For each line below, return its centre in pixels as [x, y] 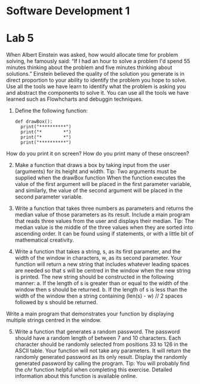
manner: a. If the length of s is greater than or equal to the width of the [101, 283]
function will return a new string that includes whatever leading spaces [102, 264]
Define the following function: [51, 111]
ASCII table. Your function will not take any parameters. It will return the [103, 351]
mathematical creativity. [44, 240]
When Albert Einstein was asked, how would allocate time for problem [92, 55]
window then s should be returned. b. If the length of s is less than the [101, 290]
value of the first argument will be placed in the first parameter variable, [103, 184]
